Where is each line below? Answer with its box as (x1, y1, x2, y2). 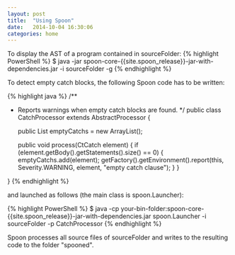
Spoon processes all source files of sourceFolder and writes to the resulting (7, 233, 229, 242)
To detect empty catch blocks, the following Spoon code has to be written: (7, 79, 225, 87)
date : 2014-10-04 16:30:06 (7, 23, 93, 30)
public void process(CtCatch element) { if (17, 141, 139, 149)
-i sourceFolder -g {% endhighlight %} (59, 64, 172, 73)
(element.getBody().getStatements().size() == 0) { (17, 148, 164, 157)
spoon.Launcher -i (152, 212, 207, 220)
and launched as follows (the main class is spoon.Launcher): (7, 191, 184, 199)
